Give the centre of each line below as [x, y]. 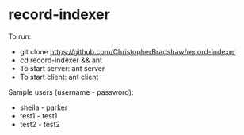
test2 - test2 [40, 124]
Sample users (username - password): [71, 92]
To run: [20, 36]
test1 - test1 [38, 115]
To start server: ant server [62, 68]
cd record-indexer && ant [61, 60]
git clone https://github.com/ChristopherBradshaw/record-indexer [128, 51]
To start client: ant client [59, 77]
